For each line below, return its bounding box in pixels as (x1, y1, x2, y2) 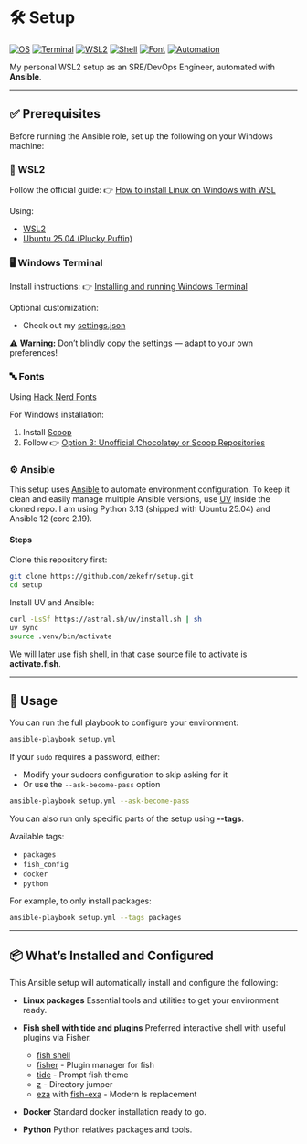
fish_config (22, 861, 69, 870)
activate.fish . (9, 658, 61, 668)
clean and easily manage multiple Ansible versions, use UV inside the (9, 493, 271, 504)
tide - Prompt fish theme (36, 1069, 129, 1080)
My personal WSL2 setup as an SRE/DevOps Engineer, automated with (9, 61, 276, 72)
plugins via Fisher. (22, 1032, 91, 1042)
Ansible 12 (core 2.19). (9, 513, 93, 524)
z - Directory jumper (36, 1078, 113, 1089)
